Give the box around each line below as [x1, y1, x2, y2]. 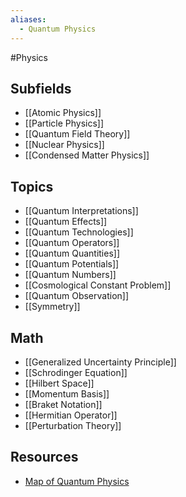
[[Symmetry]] [24, 301, 81, 313]
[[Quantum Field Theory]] [24, 128, 131, 140]
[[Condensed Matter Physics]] [24, 149, 150, 161]
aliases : [10, 14, 47, 25]
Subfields [10, 80, 72, 97]
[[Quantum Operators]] [24, 237, 120, 249]
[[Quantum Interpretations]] [24, 205, 139, 217]
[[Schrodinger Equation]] [24, 366, 128, 378]
